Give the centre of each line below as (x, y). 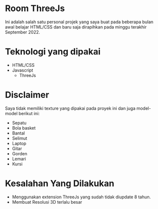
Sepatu (19, 123)
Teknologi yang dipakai (53, 52)
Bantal (18, 133)
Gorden (20, 153)
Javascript (23, 70)
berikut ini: (29, 113)
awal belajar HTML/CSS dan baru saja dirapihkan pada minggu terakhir (76, 27)
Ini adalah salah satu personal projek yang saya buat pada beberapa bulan (79, 22)
